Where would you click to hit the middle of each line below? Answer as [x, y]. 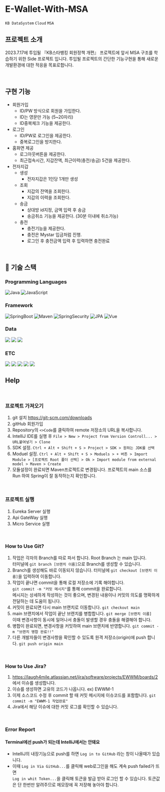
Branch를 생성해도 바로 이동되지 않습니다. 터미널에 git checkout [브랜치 [82, 570]
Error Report [20, 730]
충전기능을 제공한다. [46, 228]
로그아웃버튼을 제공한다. [43, 154]
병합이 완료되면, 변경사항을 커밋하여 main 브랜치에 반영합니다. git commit [83, 626]
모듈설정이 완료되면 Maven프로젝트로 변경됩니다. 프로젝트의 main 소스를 [82, 470]
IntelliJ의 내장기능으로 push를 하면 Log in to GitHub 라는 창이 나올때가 [82, 754]
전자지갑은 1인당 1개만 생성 [52, 179]
